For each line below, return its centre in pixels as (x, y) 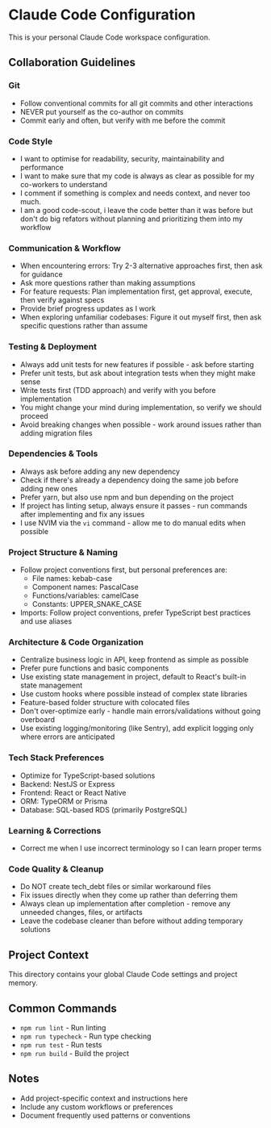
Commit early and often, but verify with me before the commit (123, 120)
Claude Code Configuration (102, 15)
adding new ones (49, 488)
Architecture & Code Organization (76, 642)
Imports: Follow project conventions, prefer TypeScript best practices (135, 613)
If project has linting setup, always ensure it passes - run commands (133, 505)
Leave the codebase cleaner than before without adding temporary (131, 921)
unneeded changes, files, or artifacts (81, 913)
